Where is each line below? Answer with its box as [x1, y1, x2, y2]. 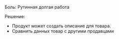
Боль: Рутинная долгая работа [4, 4, 70, 10]
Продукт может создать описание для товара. [11, 23, 112, 29]
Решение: [4, 14, 25, 19]
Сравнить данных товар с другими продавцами [11, 28, 114, 34]
